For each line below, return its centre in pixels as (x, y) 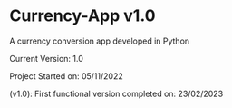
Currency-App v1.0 (82, 16)
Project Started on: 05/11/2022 (67, 76)
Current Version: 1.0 (46, 58)
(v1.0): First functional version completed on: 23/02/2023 (116, 93)
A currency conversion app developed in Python (100, 41)
